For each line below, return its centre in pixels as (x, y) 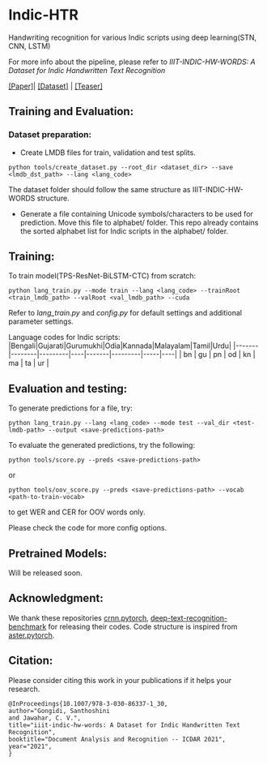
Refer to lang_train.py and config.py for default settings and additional (125, 313)
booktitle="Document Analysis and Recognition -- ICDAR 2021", (117, 739)
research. (24, 689)
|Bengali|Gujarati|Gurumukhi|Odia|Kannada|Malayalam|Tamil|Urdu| (120, 346)
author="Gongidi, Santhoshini (59, 711)
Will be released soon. (45, 573)
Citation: (31, 661)
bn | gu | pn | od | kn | (220, 355)
